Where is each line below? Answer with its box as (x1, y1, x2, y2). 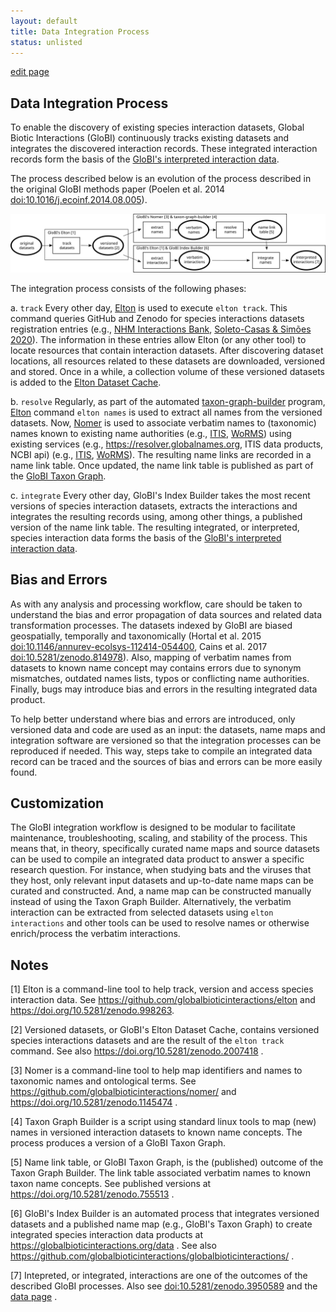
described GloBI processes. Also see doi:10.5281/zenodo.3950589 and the (10, 1280, 318, 1292)
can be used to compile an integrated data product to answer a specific (10, 853, 305, 865)
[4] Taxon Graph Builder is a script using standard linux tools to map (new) (10, 1116, 317, 1128)
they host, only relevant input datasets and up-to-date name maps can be (10, 875, 314, 887)
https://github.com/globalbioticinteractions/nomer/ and (10, 1086, 237, 1098)
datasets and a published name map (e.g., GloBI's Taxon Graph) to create (10, 1218, 313, 1230)
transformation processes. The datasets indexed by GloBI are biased (10, 619, 293, 631)
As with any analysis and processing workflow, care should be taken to (10, 598, 303, 610)
